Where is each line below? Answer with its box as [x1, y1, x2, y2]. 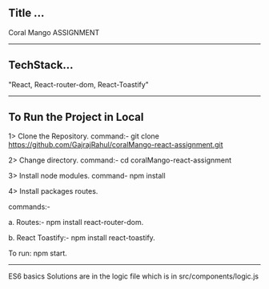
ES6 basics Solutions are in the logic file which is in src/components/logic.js [8, 271, 259, 281]
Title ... [8, 6, 45, 20]
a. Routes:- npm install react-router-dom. [8, 218, 144, 227]
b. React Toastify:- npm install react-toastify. [8, 233, 156, 243]
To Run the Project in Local [8, 110, 144, 124]
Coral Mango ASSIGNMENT [8, 27, 100, 37]
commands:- [8, 202, 50, 211]
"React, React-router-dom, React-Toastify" [8, 79, 150, 89]
